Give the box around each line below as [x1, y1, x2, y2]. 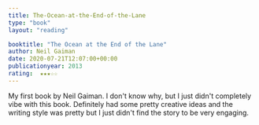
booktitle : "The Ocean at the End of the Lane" [8, 40, 168, 48]
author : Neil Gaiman [8, 48, 76, 56]
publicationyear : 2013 [8, 62, 83, 71]
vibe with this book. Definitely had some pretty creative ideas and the [8, 99, 234, 108]
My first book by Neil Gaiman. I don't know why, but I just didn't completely [8, 91, 252, 101]
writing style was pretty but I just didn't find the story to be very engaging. [8, 108, 250, 117]
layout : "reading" [8, 26, 68, 34]
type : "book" [8, 19, 51, 27]
